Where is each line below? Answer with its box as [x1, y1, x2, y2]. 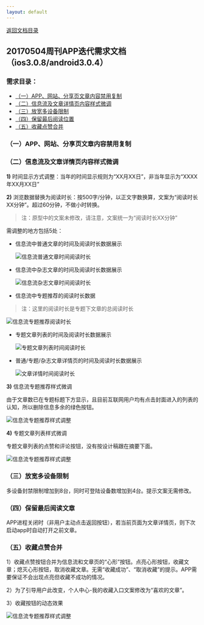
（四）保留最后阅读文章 [6, 503, 75, 512]
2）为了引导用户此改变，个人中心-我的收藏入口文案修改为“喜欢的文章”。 [6, 587, 188, 594]
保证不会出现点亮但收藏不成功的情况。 [11, 574, 108, 581]
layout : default [6, 9, 47, 15]
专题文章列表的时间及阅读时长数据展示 [15, 331, 111, 338]
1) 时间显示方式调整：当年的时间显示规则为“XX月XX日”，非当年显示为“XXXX [6, 172, 198, 180]
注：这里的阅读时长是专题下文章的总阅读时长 [21, 305, 134, 312]
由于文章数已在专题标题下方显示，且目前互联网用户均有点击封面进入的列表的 [6, 395, 199, 403]
